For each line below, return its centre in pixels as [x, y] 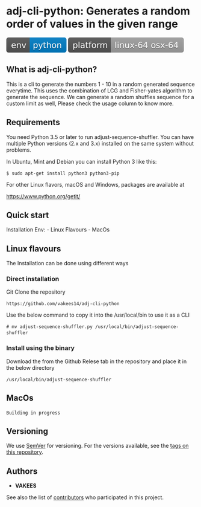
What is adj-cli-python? [52, 70]
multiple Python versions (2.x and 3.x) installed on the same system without [100, 143]
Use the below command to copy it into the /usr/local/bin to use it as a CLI [98, 315]
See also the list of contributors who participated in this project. [85, 497]
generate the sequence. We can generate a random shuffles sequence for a [100, 97]
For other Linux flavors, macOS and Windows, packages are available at [95, 184]
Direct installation [33, 279]
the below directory [30, 367]
